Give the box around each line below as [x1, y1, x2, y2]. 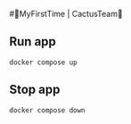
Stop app [9, 82, 61, 97]
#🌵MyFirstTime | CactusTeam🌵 [9, 9, 123, 19]
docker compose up [9, 58, 78, 67]
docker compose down [9, 105, 86, 115]
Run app [9, 34, 56, 49]
